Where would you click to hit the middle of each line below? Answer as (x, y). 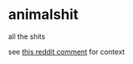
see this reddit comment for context (66, 51)
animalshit (44, 15)
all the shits (27, 36)
